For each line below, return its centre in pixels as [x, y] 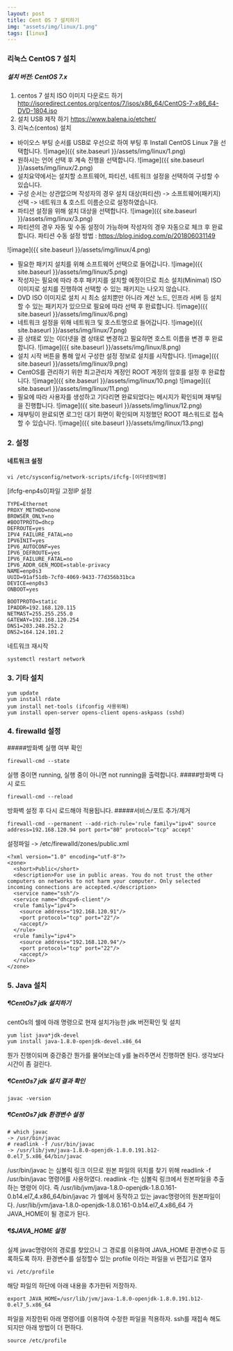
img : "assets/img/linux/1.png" [53, 26]
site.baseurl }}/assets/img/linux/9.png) [73, 364]
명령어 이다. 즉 [39, 1187]
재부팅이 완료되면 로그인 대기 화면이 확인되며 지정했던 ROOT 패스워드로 [114, 415]
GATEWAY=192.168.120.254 [43, 620]
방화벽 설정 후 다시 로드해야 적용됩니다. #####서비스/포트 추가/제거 [99, 810]
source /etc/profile [37, 1341]
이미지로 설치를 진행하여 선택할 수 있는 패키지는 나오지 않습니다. [103, 289]
